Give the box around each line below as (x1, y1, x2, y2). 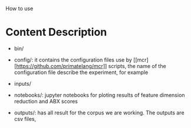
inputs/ (14, 80, 32, 87)
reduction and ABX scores (14, 97, 78, 105)
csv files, (14, 115, 37, 122)
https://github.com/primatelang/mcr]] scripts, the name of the (16, 62, 166, 69)
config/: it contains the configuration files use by (14, 56, 132, 63)
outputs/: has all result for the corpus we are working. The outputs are (14, 109, 185, 116)
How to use (5, 5, 34, 12)
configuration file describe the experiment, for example (14, 69, 149, 76)
